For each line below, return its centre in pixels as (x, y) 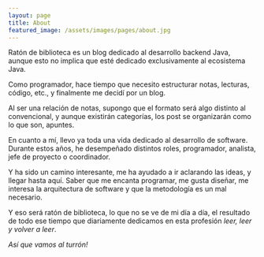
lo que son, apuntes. (41, 125)
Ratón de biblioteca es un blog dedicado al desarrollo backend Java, (119, 53)
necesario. (26, 197)
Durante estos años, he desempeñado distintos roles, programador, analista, (132, 149)
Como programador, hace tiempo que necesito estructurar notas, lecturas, (129, 84)
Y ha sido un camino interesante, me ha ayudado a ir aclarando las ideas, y (130, 172)
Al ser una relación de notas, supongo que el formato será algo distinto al (127, 108)
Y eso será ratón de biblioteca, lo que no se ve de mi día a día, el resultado (129, 213)
